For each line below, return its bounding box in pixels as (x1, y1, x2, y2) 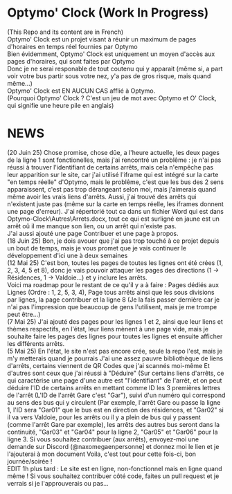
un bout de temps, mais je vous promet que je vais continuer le (7, 244, 187, 252)
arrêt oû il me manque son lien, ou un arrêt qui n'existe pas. (7, 221, 177, 230)
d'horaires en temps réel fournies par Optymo (7, 42, 138, 51)
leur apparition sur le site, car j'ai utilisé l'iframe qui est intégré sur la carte (7, 170, 219, 179)
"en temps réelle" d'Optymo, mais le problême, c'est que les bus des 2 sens (7, 178, 224, 186)
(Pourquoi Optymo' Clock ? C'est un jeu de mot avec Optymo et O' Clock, (7, 93, 217, 102)
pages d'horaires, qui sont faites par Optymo (7, 57, 135, 65)
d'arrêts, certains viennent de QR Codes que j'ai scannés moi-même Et (7, 361, 210, 369)
